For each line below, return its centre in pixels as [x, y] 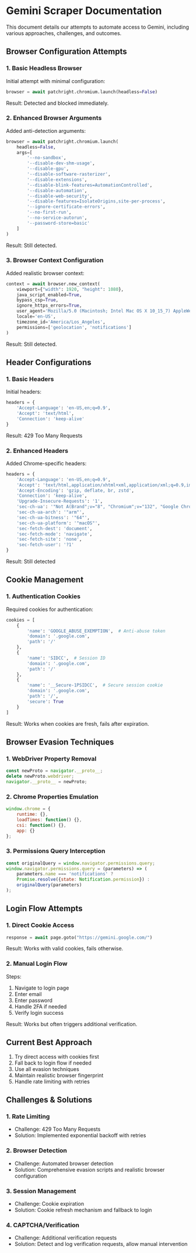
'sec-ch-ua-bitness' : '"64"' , [53, 517]
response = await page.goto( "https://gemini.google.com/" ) [79, 938]
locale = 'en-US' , [36, 317]
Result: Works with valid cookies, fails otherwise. [65, 949]
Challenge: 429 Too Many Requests [57, 1129]
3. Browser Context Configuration [55, 260]
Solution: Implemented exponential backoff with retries [80, 1135]
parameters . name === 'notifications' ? [65, 874]
